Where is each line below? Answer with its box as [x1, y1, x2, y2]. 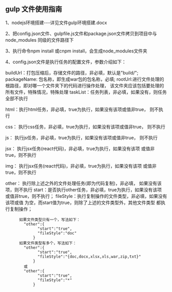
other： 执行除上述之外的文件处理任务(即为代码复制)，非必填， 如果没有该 [5, 180, 162, 186]
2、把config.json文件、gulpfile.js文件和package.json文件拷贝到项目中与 [5, 30, 157, 36]
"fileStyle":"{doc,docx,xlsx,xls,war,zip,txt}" [37, 254, 141, 259]
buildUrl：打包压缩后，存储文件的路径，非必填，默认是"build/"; [5, 69, 139, 76]
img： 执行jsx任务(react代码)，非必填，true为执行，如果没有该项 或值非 [5, 162, 157, 169]
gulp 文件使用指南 [5, 5, 63, 14]
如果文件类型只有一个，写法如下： [18, 217, 81, 222]
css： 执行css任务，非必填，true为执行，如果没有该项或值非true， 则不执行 [5, 123, 166, 130]
